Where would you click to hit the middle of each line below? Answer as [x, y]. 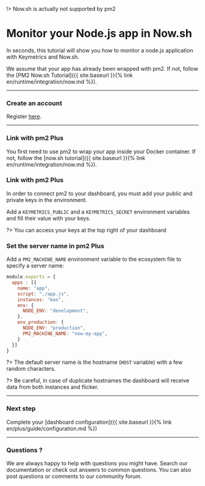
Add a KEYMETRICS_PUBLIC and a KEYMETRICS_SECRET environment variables [98, 212]
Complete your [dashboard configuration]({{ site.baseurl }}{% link [89, 422]
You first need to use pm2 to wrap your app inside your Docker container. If [101, 151]
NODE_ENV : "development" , [55, 311]
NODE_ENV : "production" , [54, 328]
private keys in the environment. [47, 200]
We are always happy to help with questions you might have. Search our [97, 463]
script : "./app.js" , [43, 294]
